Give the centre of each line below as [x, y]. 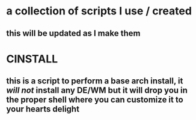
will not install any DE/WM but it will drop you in [97, 90]
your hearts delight [43, 109]
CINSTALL [32, 59]
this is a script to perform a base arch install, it [95, 81]
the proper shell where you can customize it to [95, 100]
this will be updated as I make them [73, 33]
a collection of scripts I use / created [99, 11]
